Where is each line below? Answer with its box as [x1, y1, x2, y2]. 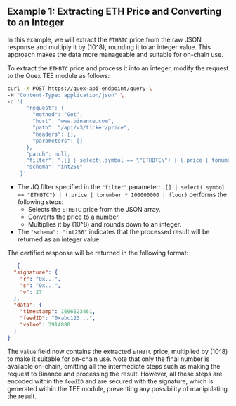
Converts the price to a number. [27, 212, 121, 221]
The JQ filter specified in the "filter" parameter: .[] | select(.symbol [17, 183, 225, 191]
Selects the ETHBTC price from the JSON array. [27, 205, 161, 214]
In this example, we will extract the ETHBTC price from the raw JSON [7, 35, 202, 44]
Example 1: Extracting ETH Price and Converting [7, 6, 222, 18]
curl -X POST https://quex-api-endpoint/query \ [7, 84, 152, 92]
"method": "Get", [32, 111, 83, 118]
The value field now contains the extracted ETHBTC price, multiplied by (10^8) [7, 347, 228, 355]
